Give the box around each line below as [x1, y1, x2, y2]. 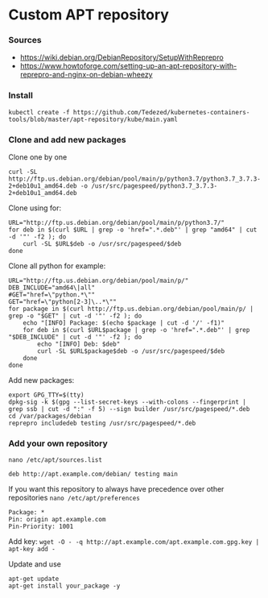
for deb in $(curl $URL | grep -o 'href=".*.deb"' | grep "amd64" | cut [8, 226, 258, 235]
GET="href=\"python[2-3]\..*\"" [8, 298, 117, 306]
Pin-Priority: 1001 [8, 522, 74, 531]
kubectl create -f [8, 108, 70, 116]
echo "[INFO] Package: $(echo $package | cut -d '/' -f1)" [23, 319, 225, 327]
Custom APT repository [8, 6, 169, 24]
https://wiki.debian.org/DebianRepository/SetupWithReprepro [19, 52, 224, 62]
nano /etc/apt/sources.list [8, 456, 103, 464]
